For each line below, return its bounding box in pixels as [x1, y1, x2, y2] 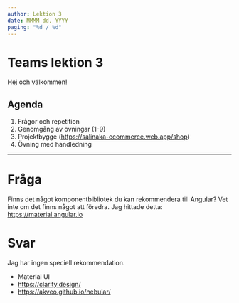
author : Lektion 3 [7, 10, 62, 18]
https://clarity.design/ [17, 280, 81, 288]
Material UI [17, 272, 51, 281]
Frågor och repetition [17, 117, 80, 126]
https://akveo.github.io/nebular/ [17, 287, 111, 296]
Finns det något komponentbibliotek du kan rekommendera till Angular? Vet [7, 195, 228, 203]
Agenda [7, 98, 43, 110]
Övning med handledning [17, 140, 92, 149]
